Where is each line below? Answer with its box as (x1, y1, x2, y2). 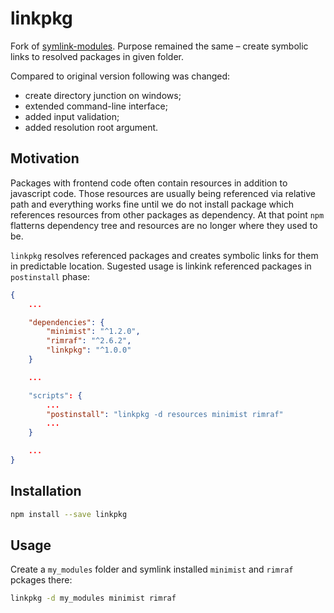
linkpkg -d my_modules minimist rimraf (10, 593, 177, 604)
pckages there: (10, 574, 73, 586)
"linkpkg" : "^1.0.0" (46, 345, 132, 356)
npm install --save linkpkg (10, 509, 128, 519)
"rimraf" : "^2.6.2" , (46, 336, 132, 346)
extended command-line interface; (24, 100, 168, 112)
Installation (10, 483, 82, 500)
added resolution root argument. (24, 121, 159, 133)
